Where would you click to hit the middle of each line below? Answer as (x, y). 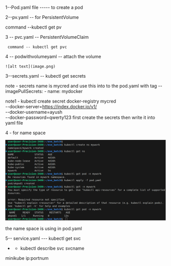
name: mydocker (65, 91)
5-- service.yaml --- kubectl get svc (43, 238)
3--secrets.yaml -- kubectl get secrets (46, 76)
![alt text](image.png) (31, 66)
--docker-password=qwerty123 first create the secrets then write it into (80, 117)
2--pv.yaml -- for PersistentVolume (42, 17)
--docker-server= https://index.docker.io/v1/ (51, 106)
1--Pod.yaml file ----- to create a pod (44, 7)
